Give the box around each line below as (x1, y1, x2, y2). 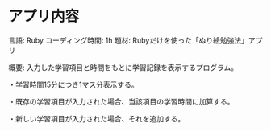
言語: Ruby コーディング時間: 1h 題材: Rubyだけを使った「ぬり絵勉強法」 (8, 35, 248, 45)
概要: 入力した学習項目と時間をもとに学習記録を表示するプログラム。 (8, 62, 239, 72)
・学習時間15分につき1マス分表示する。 (8, 80, 139, 89)
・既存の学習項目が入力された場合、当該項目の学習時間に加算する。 (8, 96, 235, 106)
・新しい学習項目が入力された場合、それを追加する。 (8, 113, 186, 123)
